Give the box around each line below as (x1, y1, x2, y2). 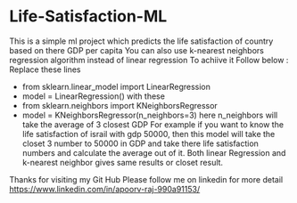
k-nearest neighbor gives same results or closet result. (21, 157, 224, 167)
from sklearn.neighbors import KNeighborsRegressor (21, 100, 219, 110)
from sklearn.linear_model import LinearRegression (21, 81, 211, 92)
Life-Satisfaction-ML (9, 6, 168, 27)
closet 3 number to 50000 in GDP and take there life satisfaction (21, 138, 259, 149)
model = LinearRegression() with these (21, 91, 165, 101)
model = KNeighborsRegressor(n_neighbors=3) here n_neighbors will (21, 110, 278, 120)
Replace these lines (9, 64, 82, 75)
